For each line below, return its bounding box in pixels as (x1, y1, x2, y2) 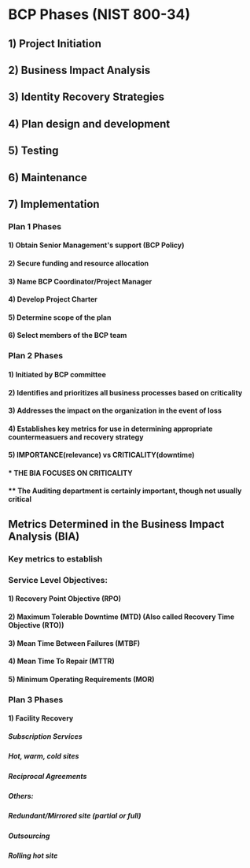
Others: (8, 791, 34, 800)
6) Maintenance (8, 171, 88, 184)
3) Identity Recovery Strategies (8, 91, 165, 104)
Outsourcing (8, 831, 50, 840)
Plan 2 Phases (8, 351, 64, 362)
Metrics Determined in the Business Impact (8, 517, 225, 531)
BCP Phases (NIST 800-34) (8, 6, 191, 24)
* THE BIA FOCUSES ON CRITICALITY (8, 468, 133, 477)
